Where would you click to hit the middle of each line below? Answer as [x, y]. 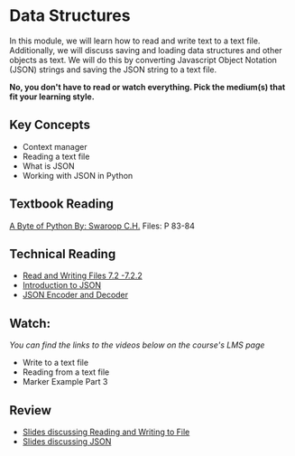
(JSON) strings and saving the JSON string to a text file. [113, 70]
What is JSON [48, 166]
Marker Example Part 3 [65, 382]
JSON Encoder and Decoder [75, 295]
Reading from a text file [66, 372]
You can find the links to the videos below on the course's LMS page [137, 345]
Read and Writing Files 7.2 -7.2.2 [82, 275]
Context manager [55, 146]
